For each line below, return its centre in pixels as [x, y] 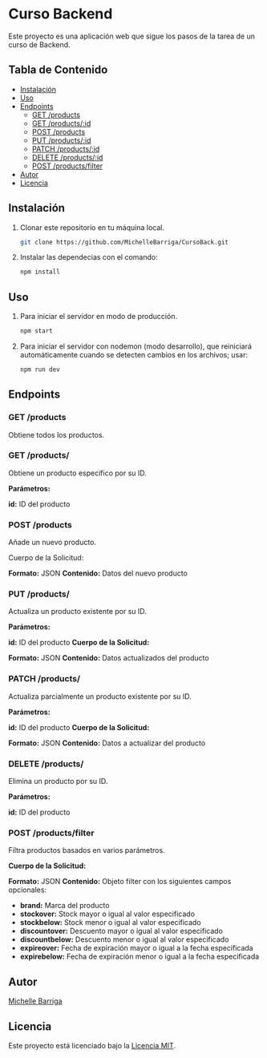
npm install [40, 272]
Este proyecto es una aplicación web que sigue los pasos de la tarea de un [131, 36]
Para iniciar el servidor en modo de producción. [99, 317]
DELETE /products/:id [67, 157]
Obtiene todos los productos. [57, 434]
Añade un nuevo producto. [53, 543]
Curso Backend [61, 14]
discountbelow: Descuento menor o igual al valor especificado [124, 939]
